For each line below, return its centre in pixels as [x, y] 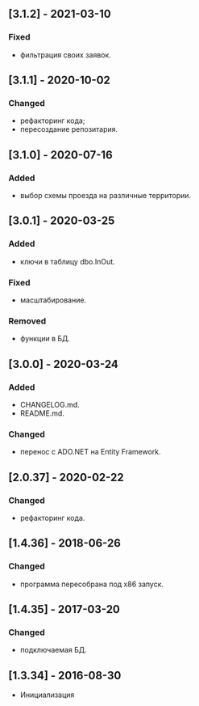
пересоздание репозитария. [69, 129]
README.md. [42, 413]
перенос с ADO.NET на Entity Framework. [90, 452]
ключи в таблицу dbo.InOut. [67, 261]
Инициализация [47, 695]
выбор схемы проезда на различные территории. [106, 196]
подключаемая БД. [53, 650]
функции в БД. [45, 339]
